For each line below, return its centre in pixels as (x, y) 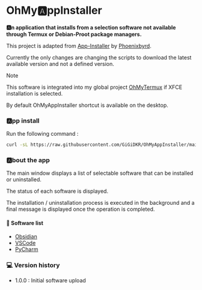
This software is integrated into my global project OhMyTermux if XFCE (94, 87)
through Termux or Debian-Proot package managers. (74, 34)
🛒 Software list (25, 223)
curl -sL (17, 145)
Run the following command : (42, 134)
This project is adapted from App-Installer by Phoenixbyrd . (79, 46)
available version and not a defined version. (60, 64)
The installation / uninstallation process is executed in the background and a (100, 203)
